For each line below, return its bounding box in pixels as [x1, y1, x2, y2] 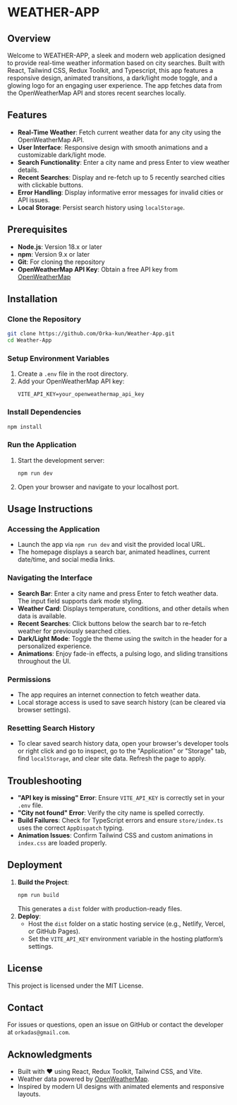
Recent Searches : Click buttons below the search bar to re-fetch [17, 619, 207, 627]
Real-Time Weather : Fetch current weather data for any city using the [17, 128, 221, 137]
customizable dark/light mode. [17, 150, 107, 159]
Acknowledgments [7, 1048, 93, 1060]
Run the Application [7, 440, 77, 450]
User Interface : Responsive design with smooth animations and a [17, 143, 208, 151]
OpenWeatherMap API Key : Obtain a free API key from [17, 265, 178, 273]
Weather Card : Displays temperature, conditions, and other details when [17, 604, 229, 613]
